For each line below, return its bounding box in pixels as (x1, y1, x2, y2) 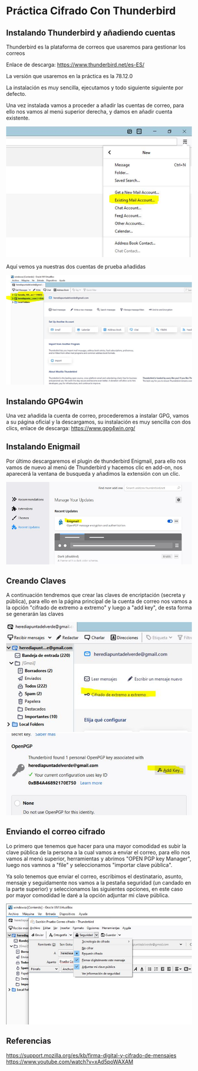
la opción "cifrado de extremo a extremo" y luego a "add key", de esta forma (6, 604, 192, 611)
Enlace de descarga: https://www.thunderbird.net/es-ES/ (6, 61, 144, 68)
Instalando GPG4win (6, 396, 84, 407)
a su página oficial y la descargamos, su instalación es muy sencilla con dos (6, 418, 192, 425)
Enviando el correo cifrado (6, 827, 105, 837)
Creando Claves (6, 576, 67, 586)
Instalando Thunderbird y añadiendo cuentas (6, 28, 176, 38)
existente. (6, 114, 30, 121)
